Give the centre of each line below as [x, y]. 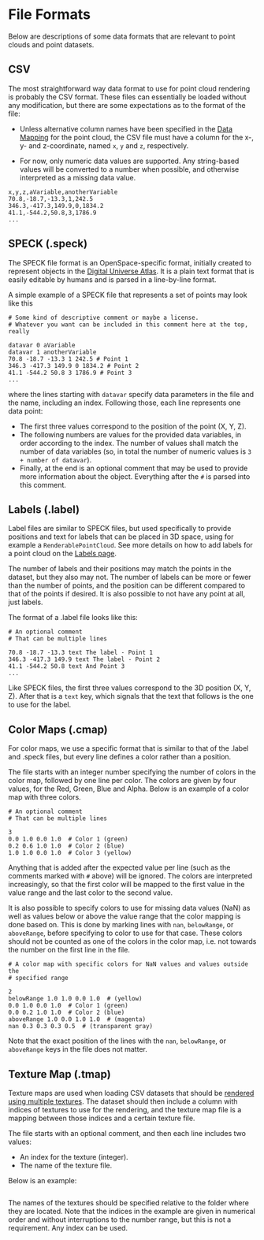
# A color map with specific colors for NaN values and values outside [128, 964]
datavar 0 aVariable [42, 345]
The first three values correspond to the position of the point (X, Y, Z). [133, 426]
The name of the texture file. [66, 1165]
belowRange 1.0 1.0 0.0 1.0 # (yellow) [76, 999]
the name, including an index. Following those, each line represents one [125, 403]
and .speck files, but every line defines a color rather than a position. [120, 757]
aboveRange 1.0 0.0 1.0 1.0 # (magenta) [77, 1019]
